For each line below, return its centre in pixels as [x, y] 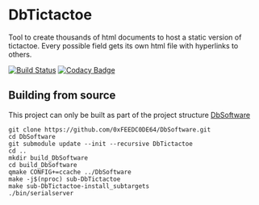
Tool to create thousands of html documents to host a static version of [125, 37]
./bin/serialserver [41, 193]
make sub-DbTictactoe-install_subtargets [79, 186]
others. [20, 54]
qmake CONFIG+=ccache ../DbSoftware [70, 172]
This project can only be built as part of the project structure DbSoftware [129, 115]
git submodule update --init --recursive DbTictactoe [101, 144]
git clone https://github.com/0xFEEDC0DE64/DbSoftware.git [110, 130]
